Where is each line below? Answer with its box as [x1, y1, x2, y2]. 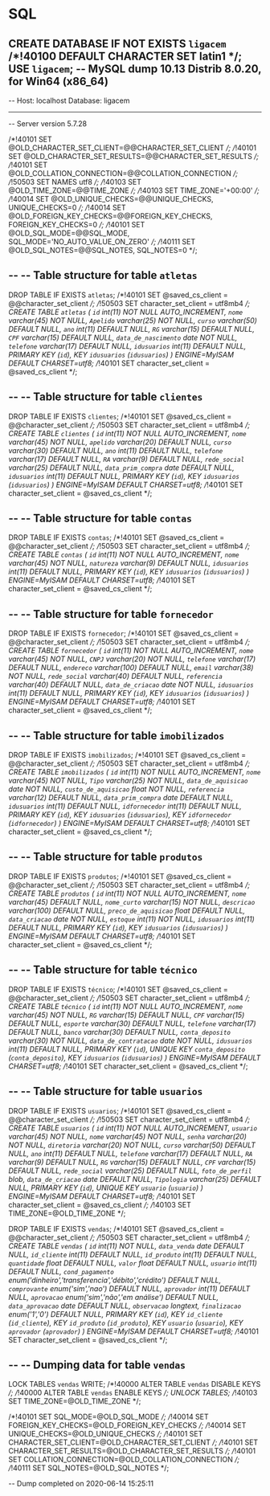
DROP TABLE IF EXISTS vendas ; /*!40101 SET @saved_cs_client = [8, 1224, 225, 1233]
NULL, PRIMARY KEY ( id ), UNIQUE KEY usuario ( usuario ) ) [8, 1183, 203, 1192]
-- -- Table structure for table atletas [8, 268, 198, 282]
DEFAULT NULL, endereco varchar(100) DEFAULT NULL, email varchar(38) [8, 663, 254, 672]
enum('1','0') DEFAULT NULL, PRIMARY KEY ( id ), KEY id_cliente [8, 1309, 223, 1318]
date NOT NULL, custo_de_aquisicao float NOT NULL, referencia [8, 784, 225, 794]
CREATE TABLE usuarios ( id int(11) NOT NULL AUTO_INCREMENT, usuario [8, 1122, 258, 1133]
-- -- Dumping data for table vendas [8, 1358, 186, 1371]
